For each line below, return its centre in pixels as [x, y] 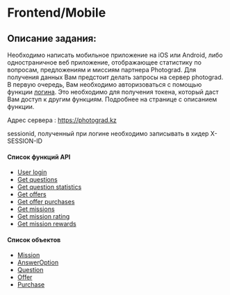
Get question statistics [49, 187]
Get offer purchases [46, 202]
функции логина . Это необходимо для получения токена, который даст [113, 92]
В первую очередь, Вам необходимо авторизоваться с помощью [105, 84]
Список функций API [39, 157]
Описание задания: [52, 39]
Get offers [32, 194]
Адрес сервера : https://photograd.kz [62, 120]
